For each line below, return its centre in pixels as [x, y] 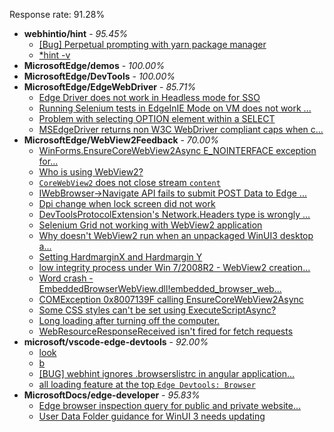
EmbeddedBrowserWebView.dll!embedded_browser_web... [160, 288]
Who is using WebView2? [91, 172]
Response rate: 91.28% [57, 14]
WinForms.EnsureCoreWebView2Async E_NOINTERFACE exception [177, 150]
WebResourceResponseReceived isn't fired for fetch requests [166, 331]
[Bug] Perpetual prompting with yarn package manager [152, 44]
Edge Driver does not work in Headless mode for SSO [149, 97]
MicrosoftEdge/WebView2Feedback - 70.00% [121, 140]
